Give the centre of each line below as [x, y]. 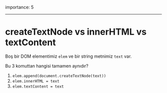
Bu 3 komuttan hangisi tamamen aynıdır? [47, 66]
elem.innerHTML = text [36, 81]
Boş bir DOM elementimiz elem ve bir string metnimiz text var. [68, 56]
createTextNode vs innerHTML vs [76, 32]
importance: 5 [19, 7]
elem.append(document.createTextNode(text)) [59, 76]
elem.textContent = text [38, 87]
